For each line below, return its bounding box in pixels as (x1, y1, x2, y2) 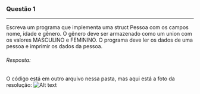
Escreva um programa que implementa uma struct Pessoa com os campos (6, 24, 189, 31)
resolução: (6, 81, 33, 88)
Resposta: (6, 56, 31, 64)
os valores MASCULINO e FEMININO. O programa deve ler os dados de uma (6, 36, 193, 43)
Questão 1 (6, 5, 36, 13)
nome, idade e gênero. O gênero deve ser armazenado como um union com (6, 30, 192, 37)
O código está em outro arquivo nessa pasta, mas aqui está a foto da (6, 75, 176, 82)
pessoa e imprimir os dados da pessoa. (6, 43, 103, 50)
